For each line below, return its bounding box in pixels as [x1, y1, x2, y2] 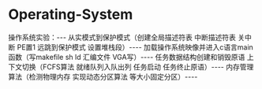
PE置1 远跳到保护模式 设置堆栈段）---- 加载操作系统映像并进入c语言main [17, 42, 254, 52]
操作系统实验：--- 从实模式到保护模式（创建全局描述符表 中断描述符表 [8, 32, 237, 42]
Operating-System [8, 6, 133, 24]
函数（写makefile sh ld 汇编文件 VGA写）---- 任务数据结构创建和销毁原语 [8, 52, 245, 61]
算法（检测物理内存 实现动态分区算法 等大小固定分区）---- [8, 72, 198, 81]
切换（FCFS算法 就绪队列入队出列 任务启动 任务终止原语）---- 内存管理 [21, 61, 254, 72]
